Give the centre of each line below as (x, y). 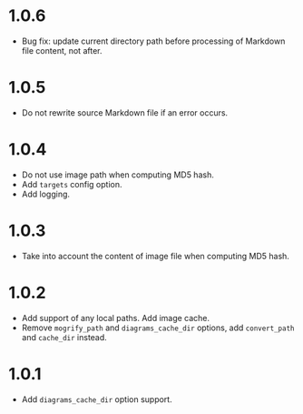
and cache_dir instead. (64, 337)
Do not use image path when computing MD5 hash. (117, 175)
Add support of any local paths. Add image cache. (116, 318)
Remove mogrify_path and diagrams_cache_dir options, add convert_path (158, 328)
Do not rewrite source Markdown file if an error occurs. (125, 112)
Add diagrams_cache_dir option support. (97, 399)
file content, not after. (62, 50)
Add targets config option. (72, 184)
